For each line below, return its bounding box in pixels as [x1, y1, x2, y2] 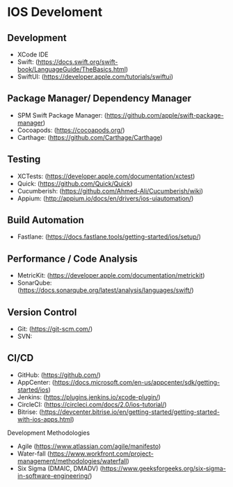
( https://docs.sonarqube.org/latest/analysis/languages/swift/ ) [17, 286, 194, 294]
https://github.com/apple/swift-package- [106, 111, 224, 119]
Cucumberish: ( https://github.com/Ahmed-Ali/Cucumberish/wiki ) [17, 186, 204, 195]
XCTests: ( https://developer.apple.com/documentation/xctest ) [17, 172, 195, 180]
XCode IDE [17, 50, 49, 58]
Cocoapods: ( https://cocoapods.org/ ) [17, 126, 125, 134]
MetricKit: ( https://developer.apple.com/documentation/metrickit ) [17, 271, 205, 280]
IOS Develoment [7, 4, 103, 20]
